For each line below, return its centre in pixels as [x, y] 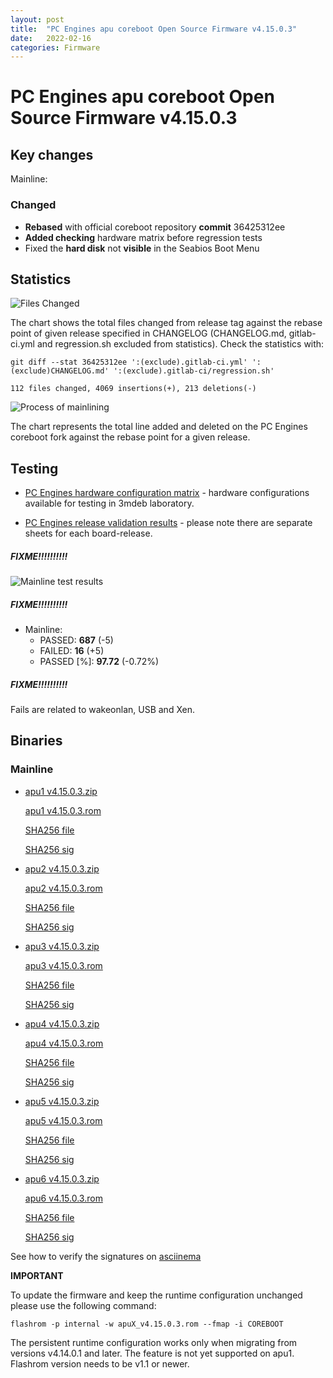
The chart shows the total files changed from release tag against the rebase [166, 323]
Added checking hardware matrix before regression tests [143, 237]
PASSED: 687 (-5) [76, 640]
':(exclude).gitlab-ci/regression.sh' [194, 371]
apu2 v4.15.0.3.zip [62, 868]
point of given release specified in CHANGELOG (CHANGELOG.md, [148, 333]
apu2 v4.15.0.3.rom [63, 888]
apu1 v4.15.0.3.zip [61, 791]
